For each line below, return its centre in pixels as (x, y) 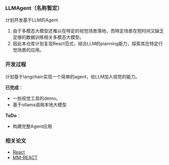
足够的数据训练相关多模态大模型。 (48, 37)
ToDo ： (13, 115)
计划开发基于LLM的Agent (32, 20)
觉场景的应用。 (28, 50)
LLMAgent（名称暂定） (34, 8)
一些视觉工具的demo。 (37, 98)
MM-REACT (25, 157)
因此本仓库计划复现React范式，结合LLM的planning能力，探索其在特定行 (88, 44)
